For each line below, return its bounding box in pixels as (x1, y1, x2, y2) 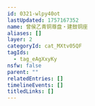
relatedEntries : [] (7, 75, 64, 82)
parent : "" (7, 68, 39, 75)
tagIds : (7, 50, 30, 56)
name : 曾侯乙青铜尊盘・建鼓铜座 (7, 23, 88, 30)
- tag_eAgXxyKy (13, 56, 58, 63)
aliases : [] (7, 29, 42, 37)
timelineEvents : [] (7, 82, 64, 89)
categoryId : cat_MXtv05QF (7, 43, 82, 50)
